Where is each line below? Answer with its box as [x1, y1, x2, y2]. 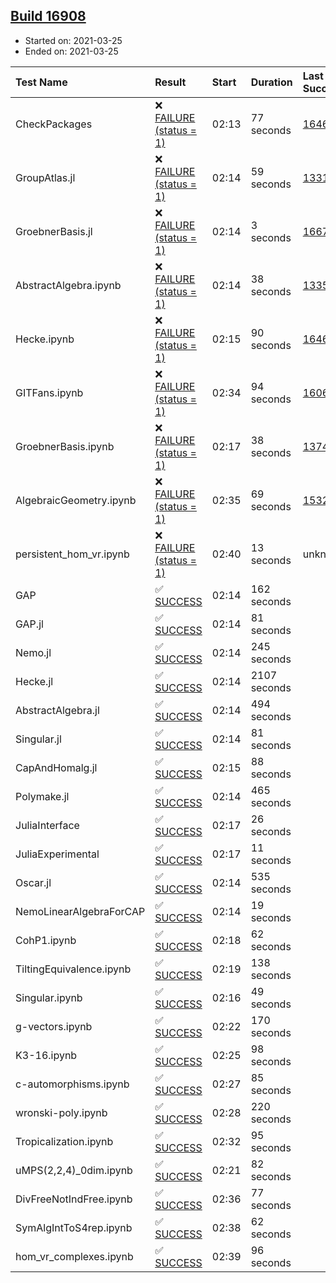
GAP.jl [15, 617, 44, 631]
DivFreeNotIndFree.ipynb [15, 1192, 133, 1206]
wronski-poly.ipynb [15, 1105, 108, 1119]
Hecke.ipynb [15, 332, 75, 346]
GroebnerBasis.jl [15, 224, 93, 238]
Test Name [15, 75, 68, 89]
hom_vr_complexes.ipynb [15, 1249, 134, 1263]
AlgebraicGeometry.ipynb [15, 493, 137, 507]
